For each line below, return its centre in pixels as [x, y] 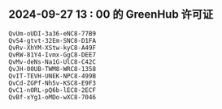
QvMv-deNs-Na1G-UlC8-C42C [52, 62]
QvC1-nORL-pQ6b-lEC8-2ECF [52, 90]
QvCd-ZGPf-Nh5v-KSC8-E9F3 [52, 83]
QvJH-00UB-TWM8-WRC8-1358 [52, 69]
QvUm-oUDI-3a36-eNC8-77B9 [52, 34]
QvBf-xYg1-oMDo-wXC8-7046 [52, 97]
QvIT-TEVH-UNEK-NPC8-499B [52, 76]
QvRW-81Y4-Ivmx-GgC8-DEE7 [52, 55]
